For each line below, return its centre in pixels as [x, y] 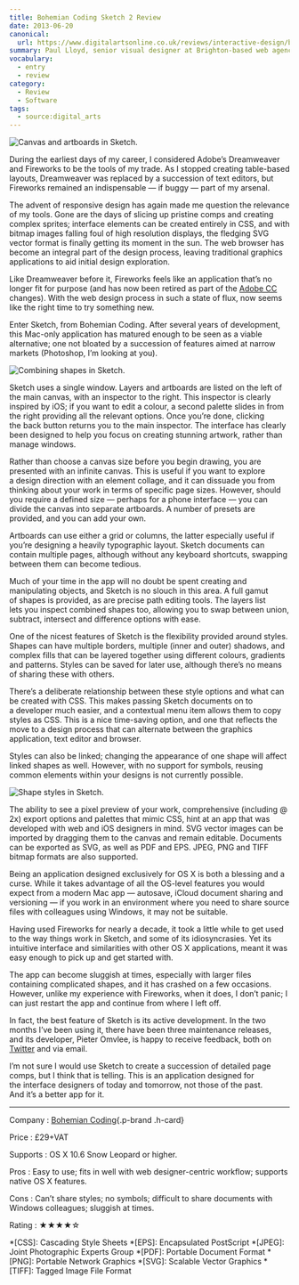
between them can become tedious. [75, 564]
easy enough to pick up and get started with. [91, 957]
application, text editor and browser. [76, 739]
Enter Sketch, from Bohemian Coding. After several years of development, [145, 325]
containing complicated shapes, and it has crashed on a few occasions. [140, 984]
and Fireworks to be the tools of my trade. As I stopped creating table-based [149, 169]
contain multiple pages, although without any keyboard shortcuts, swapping [148, 555]
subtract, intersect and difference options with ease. [105, 619]
